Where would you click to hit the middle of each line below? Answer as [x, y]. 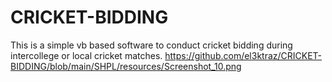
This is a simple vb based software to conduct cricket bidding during [151, 45]
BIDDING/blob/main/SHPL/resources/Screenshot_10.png [126, 66]
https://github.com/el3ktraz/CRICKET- [243, 55]
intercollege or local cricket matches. [86, 55]
